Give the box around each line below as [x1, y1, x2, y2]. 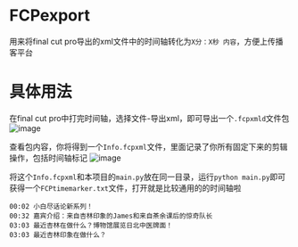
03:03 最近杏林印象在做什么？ [9, 230, 107, 239]
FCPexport [9, 5, 91, 26]
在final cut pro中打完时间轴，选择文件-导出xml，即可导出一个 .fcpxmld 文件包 [9, 112, 290, 123]
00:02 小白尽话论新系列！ [9, 202, 94, 210]
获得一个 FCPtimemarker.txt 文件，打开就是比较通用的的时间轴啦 [9, 182, 242, 193]
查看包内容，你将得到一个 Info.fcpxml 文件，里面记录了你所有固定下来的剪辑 [9, 141, 288, 152]
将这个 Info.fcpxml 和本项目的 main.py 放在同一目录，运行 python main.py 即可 [9, 171, 286, 182]
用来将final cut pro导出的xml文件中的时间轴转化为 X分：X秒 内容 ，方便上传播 [9, 36, 284, 46]
